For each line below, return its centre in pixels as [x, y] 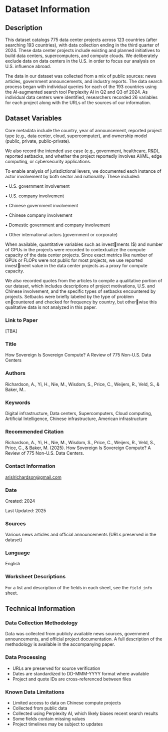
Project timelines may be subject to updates [57, 724]
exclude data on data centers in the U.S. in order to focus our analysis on [80, 61]
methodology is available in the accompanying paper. [60, 644]
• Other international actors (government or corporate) [61, 234]
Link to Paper [21, 320]
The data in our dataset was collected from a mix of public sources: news [81, 76]
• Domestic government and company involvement [58, 225]
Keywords [18, 403]
